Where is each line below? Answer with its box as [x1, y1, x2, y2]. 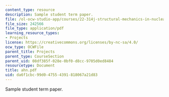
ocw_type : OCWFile [5, 44, 44, 49]
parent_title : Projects [5, 49, 55, 54]
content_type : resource [5, 7, 55, 12]
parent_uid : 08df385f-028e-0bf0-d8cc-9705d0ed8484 [5, 58, 114, 63]
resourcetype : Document [5, 63, 55, 68]
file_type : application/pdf [5, 26, 64, 31]
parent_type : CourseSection [5, 53, 64, 59]
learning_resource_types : [5, 30, 59, 35]
